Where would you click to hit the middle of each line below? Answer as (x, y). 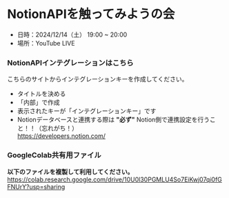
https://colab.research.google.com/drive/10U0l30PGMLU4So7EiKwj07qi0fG (115, 179)
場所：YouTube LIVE (46, 43)
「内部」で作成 (38, 102)
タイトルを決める (41, 94)
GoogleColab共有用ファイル (54, 155)
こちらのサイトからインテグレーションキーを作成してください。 (98, 79)
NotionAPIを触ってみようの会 (91, 14)
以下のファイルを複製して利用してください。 (70, 171)
